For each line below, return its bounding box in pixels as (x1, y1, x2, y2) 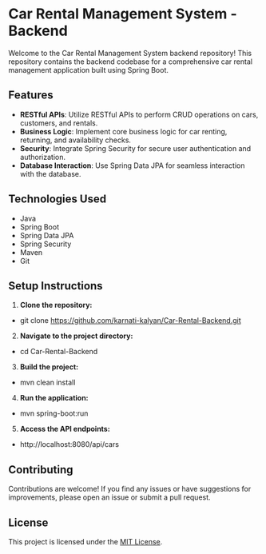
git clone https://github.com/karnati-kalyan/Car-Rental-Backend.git (19, 316, 241, 325)
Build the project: (19, 362, 78, 372)
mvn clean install (19, 377, 76, 388)
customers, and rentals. (19, 118, 98, 128)
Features (8, 89, 54, 102)
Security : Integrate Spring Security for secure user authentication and (19, 143, 252, 153)
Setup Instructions (8, 279, 103, 293)
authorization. (19, 152, 66, 161)
